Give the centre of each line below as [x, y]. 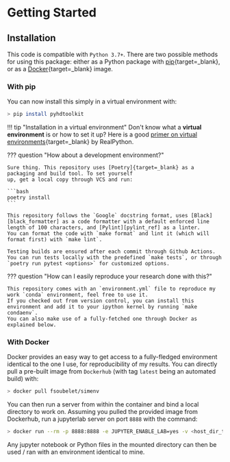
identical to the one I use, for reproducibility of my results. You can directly [112, 364]
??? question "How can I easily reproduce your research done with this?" [110, 276]
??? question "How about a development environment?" [86, 155]
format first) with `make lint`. [55, 240]
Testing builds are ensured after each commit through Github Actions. [111, 252]
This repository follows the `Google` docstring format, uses [98, 216]
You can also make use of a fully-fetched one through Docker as [102, 319]
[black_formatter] [33, 222]
